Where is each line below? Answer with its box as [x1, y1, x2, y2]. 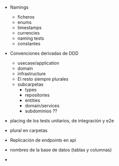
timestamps [17, 25, 42, 31]
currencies [17, 30, 40, 36]
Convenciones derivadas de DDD [9, 50, 78, 56]
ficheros [17, 14, 35, 20]
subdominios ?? [24, 108, 57, 114]
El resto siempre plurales [17, 76, 68, 82]
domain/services [24, 103, 60, 108]
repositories [24, 92, 50, 98]
